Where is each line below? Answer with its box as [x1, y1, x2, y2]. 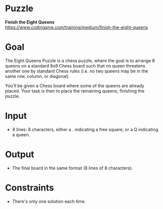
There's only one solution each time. [12, 198, 86, 204]
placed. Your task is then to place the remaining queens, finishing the [5, 88, 145, 93]
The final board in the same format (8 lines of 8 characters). [12, 165, 133, 171]
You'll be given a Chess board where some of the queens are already [5, 83, 144, 89]
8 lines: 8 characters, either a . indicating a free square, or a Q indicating [12, 126, 159, 132]
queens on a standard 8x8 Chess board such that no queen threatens [5, 63, 145, 69]
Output [5, 149, 34, 160]
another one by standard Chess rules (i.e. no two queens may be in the [5, 68, 148, 74]
